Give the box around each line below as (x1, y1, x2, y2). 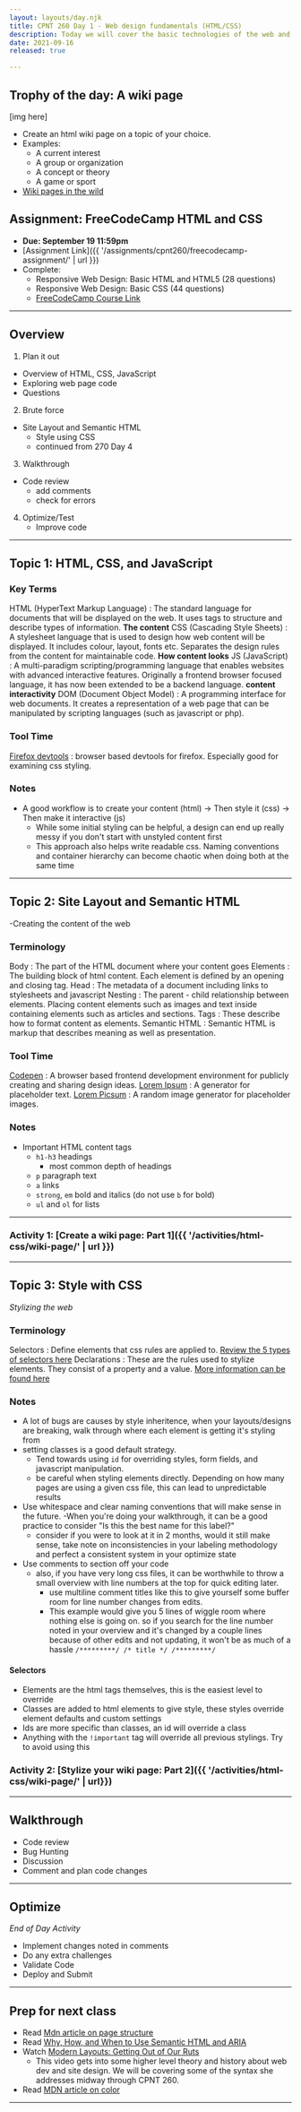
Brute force (21, 404, 64, 415)
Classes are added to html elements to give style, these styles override (21, 1703, 285, 1714)
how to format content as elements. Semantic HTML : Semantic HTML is (9, 1018, 276, 1029)
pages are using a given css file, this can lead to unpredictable (35, 1482, 267, 1493)
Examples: (21, 138, 61, 149)
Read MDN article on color (21, 2084, 121, 2095)
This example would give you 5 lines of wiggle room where (48, 1606, 266, 1617)
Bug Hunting (21, 1846, 69, 1857)
